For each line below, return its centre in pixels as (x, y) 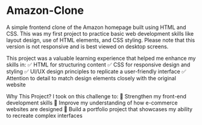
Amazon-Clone (45, 11)
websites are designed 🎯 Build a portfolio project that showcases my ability (99, 109)
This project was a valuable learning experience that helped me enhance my (101, 58)
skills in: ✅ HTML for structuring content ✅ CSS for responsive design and (98, 65)
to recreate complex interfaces (44, 115)
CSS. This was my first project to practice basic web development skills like (100, 33)
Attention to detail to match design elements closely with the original (91, 78)
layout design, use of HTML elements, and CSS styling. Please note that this (101, 40)
